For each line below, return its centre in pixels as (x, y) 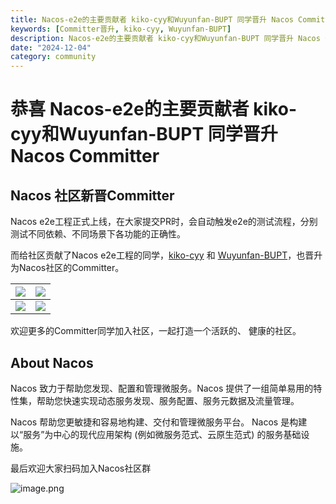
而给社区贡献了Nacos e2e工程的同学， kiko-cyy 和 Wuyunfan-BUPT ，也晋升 (166, 255)
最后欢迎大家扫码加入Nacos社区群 (81, 468)
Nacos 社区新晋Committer (92, 195)
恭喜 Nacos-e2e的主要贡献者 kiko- (153, 109)
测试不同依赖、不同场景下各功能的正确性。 (98, 234)
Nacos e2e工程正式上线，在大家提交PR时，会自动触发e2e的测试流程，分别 (164, 222)
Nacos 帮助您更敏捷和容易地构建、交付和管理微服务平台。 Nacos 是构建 (159, 422)
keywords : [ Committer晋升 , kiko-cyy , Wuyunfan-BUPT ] (121, 29)
